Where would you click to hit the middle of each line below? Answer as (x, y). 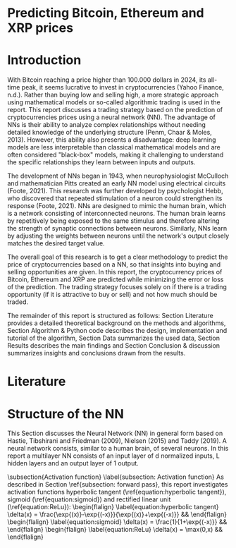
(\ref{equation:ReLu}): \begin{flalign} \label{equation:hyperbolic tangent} (113, 507)
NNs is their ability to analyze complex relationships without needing (107, 125)
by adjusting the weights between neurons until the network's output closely (118, 236)
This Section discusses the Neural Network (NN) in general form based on (115, 433)
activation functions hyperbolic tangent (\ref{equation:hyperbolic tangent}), (117, 492)
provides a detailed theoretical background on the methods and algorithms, (117, 323)
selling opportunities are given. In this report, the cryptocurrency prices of (115, 272)
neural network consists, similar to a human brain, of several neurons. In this (118, 449)
